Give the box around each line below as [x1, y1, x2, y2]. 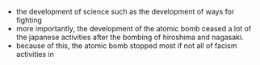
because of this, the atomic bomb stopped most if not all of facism [15, 41, 237, 51]
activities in [15, 50, 55, 59]
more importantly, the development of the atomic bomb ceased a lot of [15, 24, 252, 33]
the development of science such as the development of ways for [15, 7, 235, 16]
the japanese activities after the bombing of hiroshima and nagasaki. [15, 32, 244, 42]
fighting [15, 15, 43, 25]
